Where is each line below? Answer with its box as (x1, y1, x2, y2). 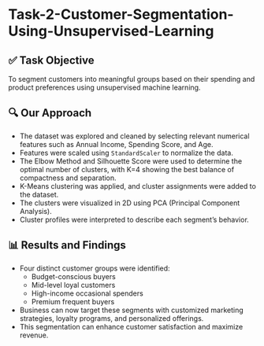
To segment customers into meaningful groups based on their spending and (8, 75, 255, 83)
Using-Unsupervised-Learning (8, 22, 214, 40)
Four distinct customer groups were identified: (19, 263, 171, 273)
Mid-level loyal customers (31, 280, 116, 289)
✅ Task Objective (8, 53, 95, 67)
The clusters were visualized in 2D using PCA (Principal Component (19, 198, 240, 208)
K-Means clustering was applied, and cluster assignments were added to (19, 181, 256, 190)
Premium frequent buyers (31, 296, 115, 306)
